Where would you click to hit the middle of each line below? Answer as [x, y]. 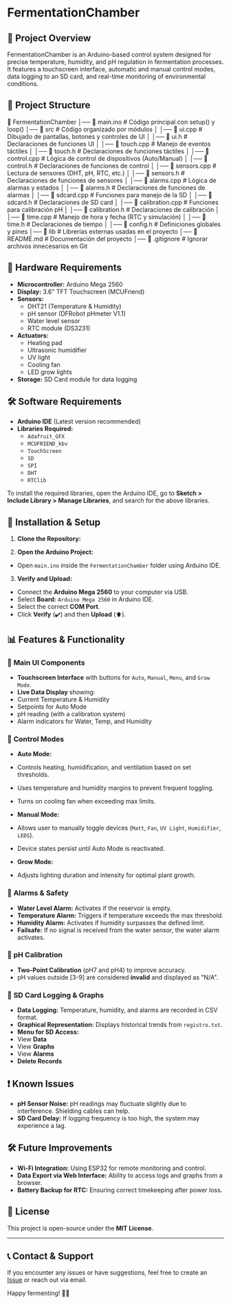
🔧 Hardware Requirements [65, 268]
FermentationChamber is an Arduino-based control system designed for [109, 54]
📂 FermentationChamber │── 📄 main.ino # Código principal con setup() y [111, 122]
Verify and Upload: [44, 579]
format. [27, 1017]
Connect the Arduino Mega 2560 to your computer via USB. [103, 592]
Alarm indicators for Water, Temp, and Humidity [85, 721]
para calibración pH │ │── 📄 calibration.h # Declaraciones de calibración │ [113, 209]
